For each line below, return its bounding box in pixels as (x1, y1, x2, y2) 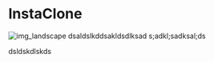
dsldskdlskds (8, 46, 52, 56)
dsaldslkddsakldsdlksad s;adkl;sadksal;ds (67, 31, 206, 41)
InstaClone (8, 5, 83, 23)
